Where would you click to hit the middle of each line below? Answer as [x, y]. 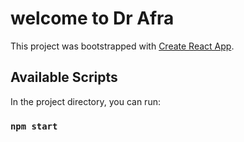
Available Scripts [64, 77]
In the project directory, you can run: [85, 101]
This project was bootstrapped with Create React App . [122, 46]
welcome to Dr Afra [92, 18]
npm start [34, 126]
